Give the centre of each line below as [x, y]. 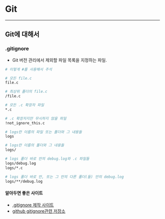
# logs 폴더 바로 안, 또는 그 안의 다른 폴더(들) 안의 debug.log [65, 177]
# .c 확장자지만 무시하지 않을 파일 [36, 118]
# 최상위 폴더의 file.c [26, 92]
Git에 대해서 [22, 35]
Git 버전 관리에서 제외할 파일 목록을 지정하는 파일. [59, 60]
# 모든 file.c [18, 78]
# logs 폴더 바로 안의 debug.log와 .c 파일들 [47, 159]
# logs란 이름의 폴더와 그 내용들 [35, 145]
